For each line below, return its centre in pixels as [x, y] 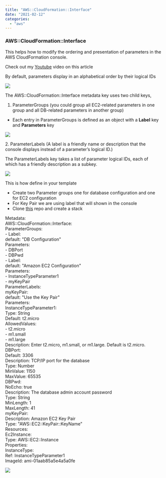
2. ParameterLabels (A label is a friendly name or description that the [76, 144]
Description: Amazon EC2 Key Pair [40, 418]
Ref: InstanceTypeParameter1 [35, 455]
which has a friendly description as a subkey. [51, 164]
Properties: [17, 445]
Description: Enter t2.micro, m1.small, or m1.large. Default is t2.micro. [75, 344]
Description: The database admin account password [59, 392]
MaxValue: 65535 [23, 376]
